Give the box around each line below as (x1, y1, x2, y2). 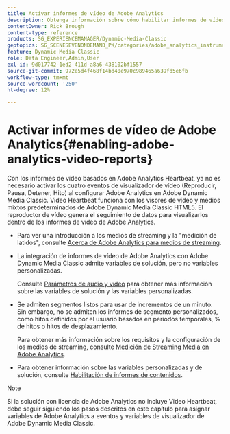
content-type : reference (7, 29, 78, 36)
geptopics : (7, 42, 38, 49)
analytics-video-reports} (7, 152, 153, 167)
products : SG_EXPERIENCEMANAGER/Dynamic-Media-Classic (7, 36, 167, 43)
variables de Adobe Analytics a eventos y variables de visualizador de (7, 412, 205, 420)
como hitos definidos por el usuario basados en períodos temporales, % (16, 315, 221, 323)
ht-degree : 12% (7, 87, 51, 93)
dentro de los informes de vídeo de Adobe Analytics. (7, 218, 156, 227)
